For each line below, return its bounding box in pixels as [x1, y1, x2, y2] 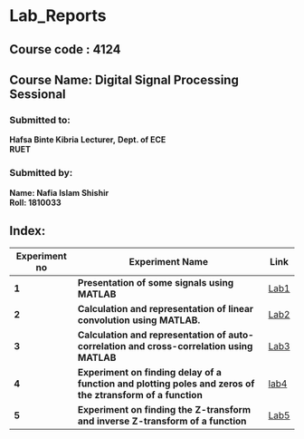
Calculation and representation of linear [77, 303, 254, 316]
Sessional [9, 86, 66, 102]
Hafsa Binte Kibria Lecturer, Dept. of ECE [9, 134, 166, 145]
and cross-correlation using [128, 340, 253, 353]
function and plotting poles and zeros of [77, 377, 255, 390]
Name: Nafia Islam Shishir [9, 187, 109, 198]
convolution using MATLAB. [77, 314, 201, 327]
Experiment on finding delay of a [77, 366, 222, 379]
